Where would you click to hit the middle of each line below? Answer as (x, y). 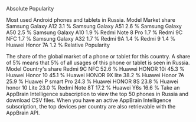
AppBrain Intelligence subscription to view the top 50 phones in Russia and (97, 94)
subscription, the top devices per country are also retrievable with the (91, 106)
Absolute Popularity (30, 9)
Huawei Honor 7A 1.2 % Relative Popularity (58, 45)
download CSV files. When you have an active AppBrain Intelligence (89, 100)
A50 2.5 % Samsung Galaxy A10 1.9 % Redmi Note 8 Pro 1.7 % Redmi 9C (94, 32)
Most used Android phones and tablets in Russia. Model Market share (91, 20)
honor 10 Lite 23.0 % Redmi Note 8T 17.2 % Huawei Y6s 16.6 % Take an (93, 88)
